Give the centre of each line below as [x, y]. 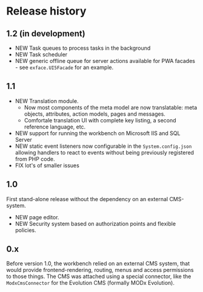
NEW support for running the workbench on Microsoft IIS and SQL [98, 133]
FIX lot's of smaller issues [47, 165]
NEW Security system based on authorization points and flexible [95, 224]
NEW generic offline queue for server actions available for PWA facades [105, 61]
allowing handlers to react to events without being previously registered [105, 152]
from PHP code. [35, 159]
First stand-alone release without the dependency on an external [87, 199]
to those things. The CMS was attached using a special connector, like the [99, 276]
